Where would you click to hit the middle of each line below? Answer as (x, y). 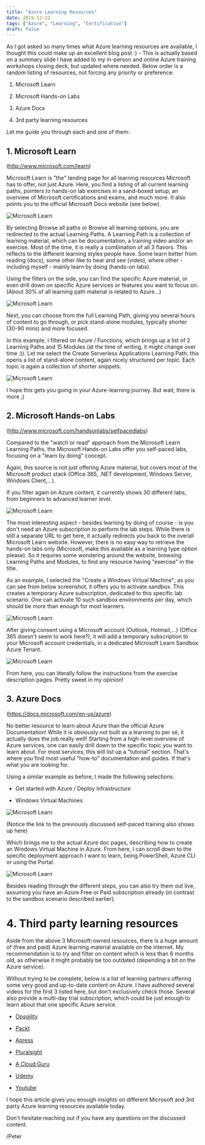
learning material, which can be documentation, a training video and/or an (99, 241)
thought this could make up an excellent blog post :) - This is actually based (102, 53)
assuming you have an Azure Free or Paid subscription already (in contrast (100, 892)
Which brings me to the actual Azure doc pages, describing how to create (99, 842)
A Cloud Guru (32, 1063)
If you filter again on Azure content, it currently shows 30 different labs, (96, 492)
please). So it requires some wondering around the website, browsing (94, 555)
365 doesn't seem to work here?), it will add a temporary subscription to (97, 636)
